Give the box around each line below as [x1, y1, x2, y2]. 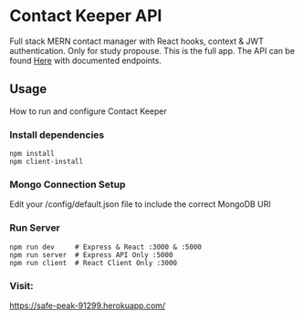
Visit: [9, 279, 34, 292]
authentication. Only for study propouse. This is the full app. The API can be [9, 45, 295, 56]
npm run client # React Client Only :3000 [9, 258, 178, 267]
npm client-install [9, 157, 84, 167]
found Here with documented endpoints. [9, 55, 162, 66]
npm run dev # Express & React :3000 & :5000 [9, 243, 203, 252]
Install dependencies [9, 129, 105, 141]
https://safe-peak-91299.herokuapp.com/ [9, 300, 166, 311]
